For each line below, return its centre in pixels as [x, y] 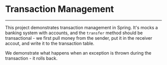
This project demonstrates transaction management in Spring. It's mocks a [82, 27]
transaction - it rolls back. [31, 58]
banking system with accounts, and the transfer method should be [74, 33]
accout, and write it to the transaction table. [50, 43]
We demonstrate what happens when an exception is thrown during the [78, 53]
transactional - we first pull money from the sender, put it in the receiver [79, 38]
